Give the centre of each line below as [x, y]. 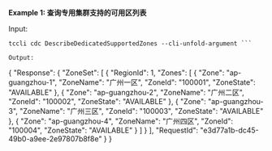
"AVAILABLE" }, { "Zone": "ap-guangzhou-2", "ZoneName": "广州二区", [127, 92]
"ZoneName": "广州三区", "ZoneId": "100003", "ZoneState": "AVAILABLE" [141, 111]
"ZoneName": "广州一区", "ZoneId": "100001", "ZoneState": [157, 82]
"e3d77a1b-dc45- [230, 130]
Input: [18, 29]
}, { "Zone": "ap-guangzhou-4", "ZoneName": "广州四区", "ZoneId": [121, 121]
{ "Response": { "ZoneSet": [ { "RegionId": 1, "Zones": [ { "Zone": [117, 73]
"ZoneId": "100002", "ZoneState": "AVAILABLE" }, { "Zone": [108, 101]
